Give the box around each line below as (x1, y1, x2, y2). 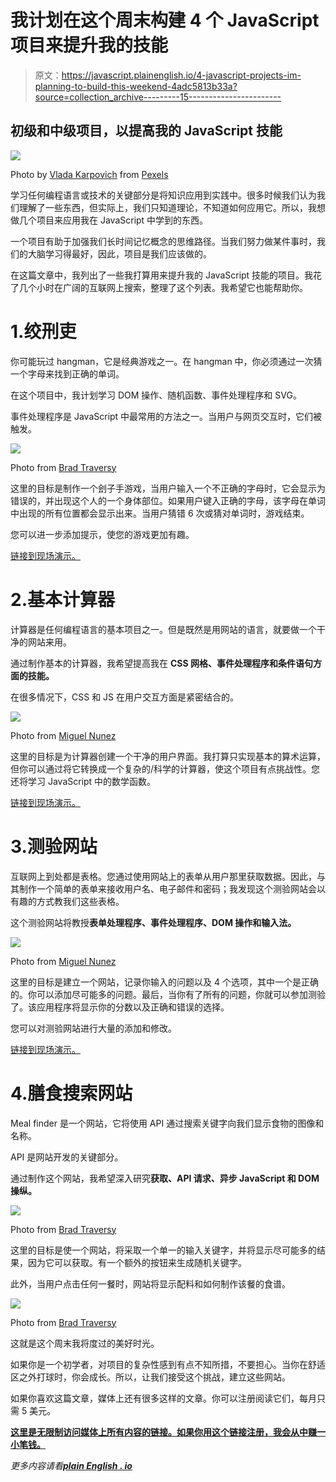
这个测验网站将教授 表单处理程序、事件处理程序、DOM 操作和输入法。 (10, 916, 297, 928)
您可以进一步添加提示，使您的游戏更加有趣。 (10, 528, 195, 540)
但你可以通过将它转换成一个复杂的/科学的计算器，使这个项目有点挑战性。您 (10, 762, 321, 775)
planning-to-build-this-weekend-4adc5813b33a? (34, 80, 238, 92)
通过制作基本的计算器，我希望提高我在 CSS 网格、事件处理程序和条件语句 (10, 657, 313, 669)
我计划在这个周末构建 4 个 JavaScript (10, 9, 320, 32)
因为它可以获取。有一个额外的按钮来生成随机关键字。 (27, 1256, 247, 1268)
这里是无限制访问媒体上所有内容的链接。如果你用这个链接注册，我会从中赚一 (10, 1426, 326, 1438)
